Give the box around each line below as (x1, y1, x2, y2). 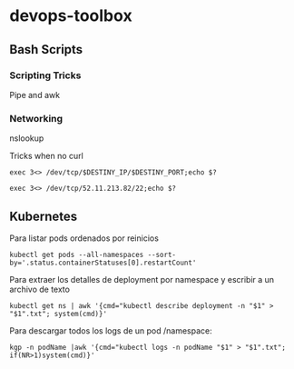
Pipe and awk (9, 89, 61, 100)
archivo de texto (9, 284, 71, 294)
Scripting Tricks (9, 69, 82, 82)
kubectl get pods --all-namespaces (9, 250, 144, 259)
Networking (9, 112, 64, 125)
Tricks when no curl (9, 151, 83, 162)
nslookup (9, 133, 44, 144)
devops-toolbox (9, 5, 133, 26)
